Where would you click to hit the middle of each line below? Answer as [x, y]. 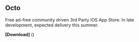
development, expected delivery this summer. [52, 25]
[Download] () [20, 34]
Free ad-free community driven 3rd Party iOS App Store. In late [70, 20]
